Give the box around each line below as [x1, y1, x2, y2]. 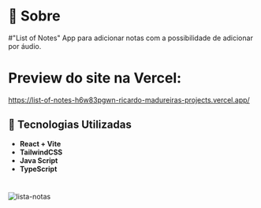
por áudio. [8, 41, 42, 50]
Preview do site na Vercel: [8, 69, 182, 87]
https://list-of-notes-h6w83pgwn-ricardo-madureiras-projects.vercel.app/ [8, 95, 250, 105]
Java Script [19, 155, 58, 165]
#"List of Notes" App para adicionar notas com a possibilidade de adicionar [8, 33, 254, 43]
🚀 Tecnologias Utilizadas [8, 118, 132, 132]
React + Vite [19, 139, 62, 148]
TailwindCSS [19, 147, 63, 157]
